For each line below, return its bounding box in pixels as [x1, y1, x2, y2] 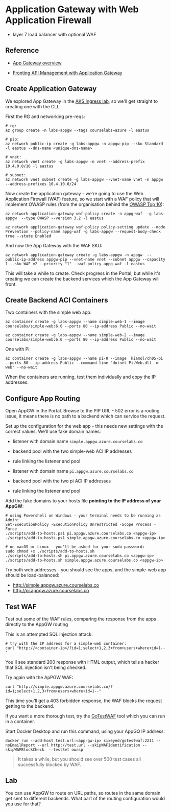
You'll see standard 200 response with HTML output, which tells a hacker [5, 659, 160, 665]
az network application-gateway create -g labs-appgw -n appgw [5, 252, 143, 258]
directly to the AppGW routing [5, 621, 68, 627]
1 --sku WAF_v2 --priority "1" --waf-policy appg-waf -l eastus [5, 261, 145, 266]
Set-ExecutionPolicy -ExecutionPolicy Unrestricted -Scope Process [5, 522, 152, 527]
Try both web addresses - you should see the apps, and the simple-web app [5, 567, 166, 573]
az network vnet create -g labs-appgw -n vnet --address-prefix [5, 159, 145, 164]
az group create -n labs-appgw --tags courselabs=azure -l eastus [5, 128, 150, 133]
